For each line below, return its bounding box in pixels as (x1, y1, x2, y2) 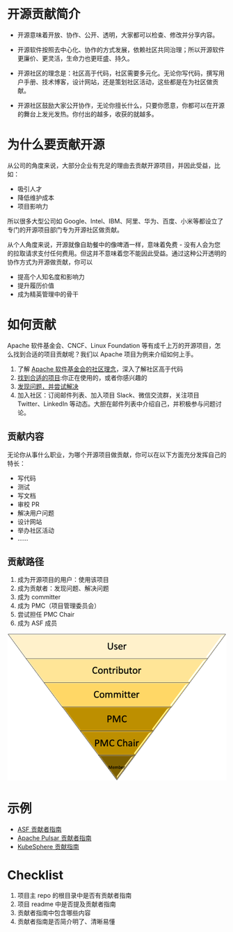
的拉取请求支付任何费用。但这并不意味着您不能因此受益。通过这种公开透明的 (7, 248, 227, 258)
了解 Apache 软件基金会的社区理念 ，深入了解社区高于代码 (17, 365, 184, 373)
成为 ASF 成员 (17, 619, 58, 627)
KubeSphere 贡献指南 (17, 842, 79, 851)
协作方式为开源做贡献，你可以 (7, 258, 93, 266)
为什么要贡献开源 (7, 137, 106, 153)
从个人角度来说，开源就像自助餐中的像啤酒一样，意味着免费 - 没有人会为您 (7, 240, 221, 248)
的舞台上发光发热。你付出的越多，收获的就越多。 (17, 109, 158, 118)
